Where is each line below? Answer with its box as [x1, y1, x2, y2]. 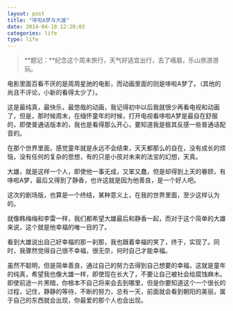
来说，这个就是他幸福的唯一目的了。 [7, 223, 111, 232]
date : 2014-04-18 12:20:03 [7, 23, 85, 30]
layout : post [7, 10, 45, 17]
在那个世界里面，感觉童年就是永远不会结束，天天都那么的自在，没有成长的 [7, 144, 220, 152]
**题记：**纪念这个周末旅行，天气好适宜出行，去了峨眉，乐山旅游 [24, 56, 213, 65]
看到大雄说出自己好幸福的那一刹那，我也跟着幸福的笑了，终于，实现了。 [7, 238, 214, 246]
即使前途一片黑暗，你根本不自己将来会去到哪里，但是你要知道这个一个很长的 [7, 279, 226, 287]
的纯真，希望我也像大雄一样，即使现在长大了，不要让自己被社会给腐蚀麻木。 [7, 270, 226, 278]
